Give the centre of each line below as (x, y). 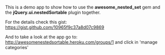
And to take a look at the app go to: (41, 37)
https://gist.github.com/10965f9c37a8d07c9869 (55, 27)
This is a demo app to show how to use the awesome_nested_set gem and (83, 7)
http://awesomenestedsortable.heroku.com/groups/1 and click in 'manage (81, 42)
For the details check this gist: (36, 22)
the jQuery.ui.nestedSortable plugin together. (53, 12)
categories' (17, 47)
